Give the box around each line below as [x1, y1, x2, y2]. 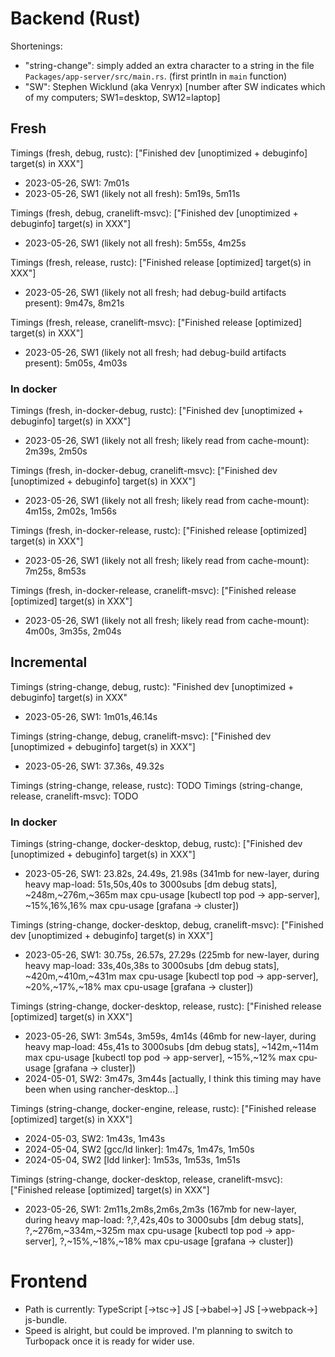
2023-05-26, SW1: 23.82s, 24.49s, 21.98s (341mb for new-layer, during [24, 868, 320, 880]
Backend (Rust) [10, 7, 142, 30]
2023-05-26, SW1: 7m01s [24, 177, 130, 189]
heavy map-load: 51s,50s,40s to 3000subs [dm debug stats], [24, 878, 278, 891]
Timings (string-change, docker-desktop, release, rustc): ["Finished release [10, 1000, 322, 1012]
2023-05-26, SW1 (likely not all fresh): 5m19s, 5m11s [24, 187, 241, 199]
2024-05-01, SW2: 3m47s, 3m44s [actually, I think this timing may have [24, 1073, 322, 1085]
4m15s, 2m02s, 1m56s [24, 505, 117, 517]
